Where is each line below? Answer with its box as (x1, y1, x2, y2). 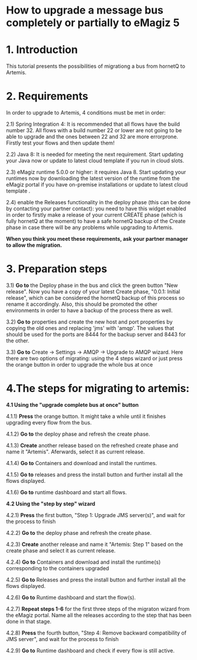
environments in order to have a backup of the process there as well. (6, 307, 173, 313)
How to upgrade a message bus (6, 4, 163, 17)
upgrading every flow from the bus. (6, 419, 92, 426)
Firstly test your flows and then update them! (6, 139, 115, 146)
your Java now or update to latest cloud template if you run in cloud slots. (6, 157, 184, 164)
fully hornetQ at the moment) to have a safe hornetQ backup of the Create (6, 218, 186, 225)
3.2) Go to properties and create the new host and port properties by (6, 318, 173, 325)
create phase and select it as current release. (6, 547, 116, 554)
